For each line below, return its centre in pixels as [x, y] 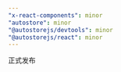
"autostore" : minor [40, 23]
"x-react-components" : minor [55, 15]
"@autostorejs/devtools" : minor [60, 30]
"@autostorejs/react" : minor [55, 37]
